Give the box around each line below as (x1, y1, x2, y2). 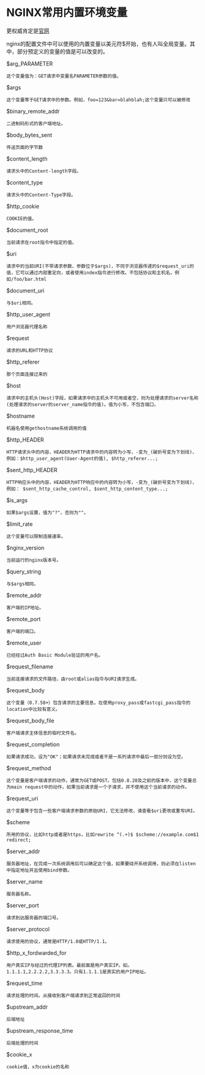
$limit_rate (6, 520, 33, 527)
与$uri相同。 (6, 300, 36, 306)
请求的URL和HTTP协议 (6, 347, 53, 353)
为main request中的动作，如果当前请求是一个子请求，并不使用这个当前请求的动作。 (6, 784, 190, 790)
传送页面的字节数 (6, 144, 43, 150)
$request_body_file (6, 717, 54, 724)
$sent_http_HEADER (6, 466, 58, 473)
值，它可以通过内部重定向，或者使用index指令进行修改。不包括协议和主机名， (6, 269, 176, 276)
